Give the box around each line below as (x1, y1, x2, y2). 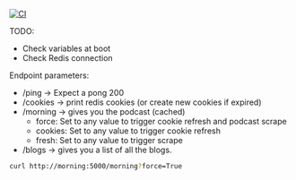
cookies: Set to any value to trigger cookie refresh (35, 125, 222, 136)
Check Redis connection (22, 53, 114, 63)
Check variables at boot (22, 43, 111, 54)
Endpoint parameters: (9, 70, 90, 81)
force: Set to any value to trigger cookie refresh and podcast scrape (35, 116, 287, 126)
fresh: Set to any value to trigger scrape (35, 135, 184, 145)
